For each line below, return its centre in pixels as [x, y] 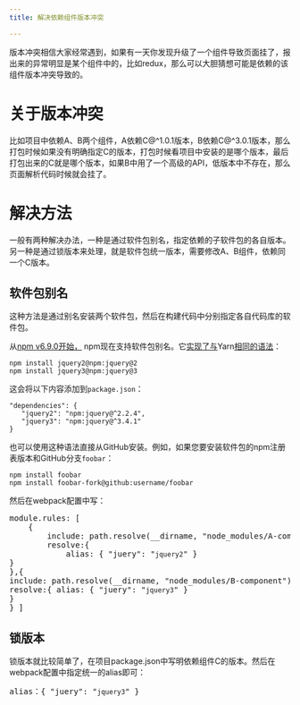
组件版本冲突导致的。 [48, 74]
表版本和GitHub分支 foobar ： [62, 458]
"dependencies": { [43, 406]
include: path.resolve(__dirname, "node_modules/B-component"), [153, 581]
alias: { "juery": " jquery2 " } [132, 554]
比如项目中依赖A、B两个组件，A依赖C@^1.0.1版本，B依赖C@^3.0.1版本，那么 [150, 140]
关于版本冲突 [57, 114]
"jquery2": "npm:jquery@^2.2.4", [83, 414]
